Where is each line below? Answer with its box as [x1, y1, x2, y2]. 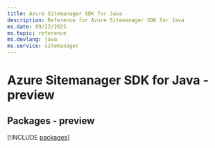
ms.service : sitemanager [7, 42, 79, 49]
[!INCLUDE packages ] [7, 133, 70, 141]
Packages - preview [7, 115, 95, 126]
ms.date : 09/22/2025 [7, 23, 67, 30]
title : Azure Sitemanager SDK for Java [7, 10, 123, 17]
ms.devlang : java [7, 36, 58, 43]
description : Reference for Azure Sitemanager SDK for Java [7, 17, 185, 24]
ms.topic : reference [7, 29, 67, 37]
